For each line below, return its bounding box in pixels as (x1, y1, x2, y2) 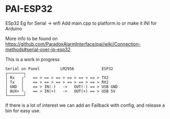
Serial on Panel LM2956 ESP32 (5, 66, 114, 71)
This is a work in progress (5, 56, 60, 62)
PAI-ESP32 (5, 3, 53, 15)
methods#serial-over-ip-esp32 (5, 46, 71, 52)
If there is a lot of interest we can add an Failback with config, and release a (5, 102, 165, 108)
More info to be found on (5, 35, 58, 42)
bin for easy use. (5, 107, 41, 113)
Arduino (5, 25, 22, 31)
